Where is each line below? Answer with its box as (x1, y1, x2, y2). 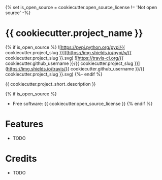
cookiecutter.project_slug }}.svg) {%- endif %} (5, 71, 103, 77)
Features (5, 119, 44, 130)
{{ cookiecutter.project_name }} (5, 27, 143, 39)
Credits (5, 153, 37, 164)
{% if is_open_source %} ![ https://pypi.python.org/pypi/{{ (5, 44, 125, 50)
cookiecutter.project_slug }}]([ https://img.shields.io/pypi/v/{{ (5, 49, 132, 55)
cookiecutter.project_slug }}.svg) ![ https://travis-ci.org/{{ (5, 55, 124, 61)
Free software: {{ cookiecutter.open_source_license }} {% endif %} (12, 100, 153, 106)
